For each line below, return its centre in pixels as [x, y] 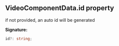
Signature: [16, 30]
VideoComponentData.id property [60, 8]
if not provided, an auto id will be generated [50, 20]
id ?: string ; [19, 39]
